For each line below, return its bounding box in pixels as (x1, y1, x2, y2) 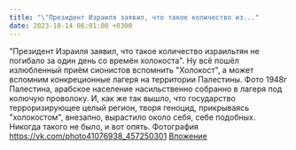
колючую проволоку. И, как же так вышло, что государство (9, 92, 237, 103)
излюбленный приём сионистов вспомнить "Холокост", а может (9, 64, 254, 75)
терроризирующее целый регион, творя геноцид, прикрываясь (9, 102, 250, 113)
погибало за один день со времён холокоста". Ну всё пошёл (9, 55, 239, 66)
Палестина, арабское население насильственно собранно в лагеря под (9, 83, 283, 94)
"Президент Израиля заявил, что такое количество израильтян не (9, 45, 260, 56)
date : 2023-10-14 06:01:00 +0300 (9, 21, 133, 30)
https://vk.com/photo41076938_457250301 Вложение (9, 130, 208, 141)
